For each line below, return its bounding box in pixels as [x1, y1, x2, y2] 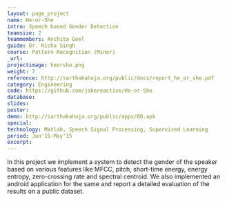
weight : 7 [7, 68, 36, 75]
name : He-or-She [7, 17, 54, 24]
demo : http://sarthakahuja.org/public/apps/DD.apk [7, 113, 156, 120]
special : [7, 119, 32, 127]
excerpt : [7, 139, 32, 146]
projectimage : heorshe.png [7, 62, 85, 68]
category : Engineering [7, 81, 72, 88]
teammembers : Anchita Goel [7, 36, 85, 43]
